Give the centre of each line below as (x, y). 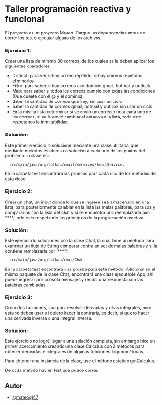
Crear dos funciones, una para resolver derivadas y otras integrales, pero (78, 308)
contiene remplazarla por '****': (37, 251)
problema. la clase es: (27, 155)
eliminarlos (23, 81)
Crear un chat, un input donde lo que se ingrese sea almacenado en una (77, 202)
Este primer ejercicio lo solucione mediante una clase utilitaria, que (72, 145)
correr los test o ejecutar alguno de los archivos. (53, 38)
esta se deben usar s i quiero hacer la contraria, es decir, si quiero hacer (77, 313)
